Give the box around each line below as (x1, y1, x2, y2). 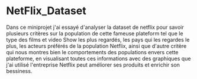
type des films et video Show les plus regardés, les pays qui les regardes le (6, 36, 190, 43)
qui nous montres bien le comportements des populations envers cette (6, 48, 179, 55)
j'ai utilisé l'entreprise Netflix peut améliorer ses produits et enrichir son (6, 61, 180, 68)
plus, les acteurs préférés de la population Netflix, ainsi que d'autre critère (6, 42, 187, 50)
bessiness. (6, 67, 33, 74)
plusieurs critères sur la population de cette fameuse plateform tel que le (6, 29, 183, 37)
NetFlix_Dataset (6, 4, 87, 18)
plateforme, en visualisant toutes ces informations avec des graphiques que (6, 55, 191, 62)
